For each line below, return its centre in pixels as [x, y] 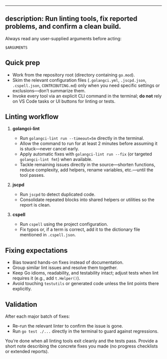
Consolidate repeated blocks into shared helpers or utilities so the [87, 200]
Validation [21, 304]
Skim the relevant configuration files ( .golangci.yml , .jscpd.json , [79, 80]
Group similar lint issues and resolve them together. [65, 268]
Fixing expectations [37, 251]
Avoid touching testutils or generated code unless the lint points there [85, 284]
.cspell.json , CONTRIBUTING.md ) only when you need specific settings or [86, 85]
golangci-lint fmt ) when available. [56, 159]
